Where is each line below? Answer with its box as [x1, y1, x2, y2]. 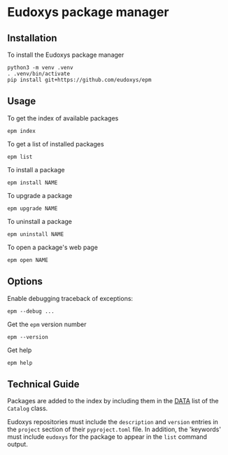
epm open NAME [7, 256, 49, 263]
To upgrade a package [7, 191, 73, 199]
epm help [7, 359, 33, 366]
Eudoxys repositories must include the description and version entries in [7, 418, 219, 426]
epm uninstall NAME [7, 230, 64, 238]
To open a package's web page [7, 243, 98, 251]
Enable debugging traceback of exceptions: [7, 294, 134, 302]
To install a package [7, 165, 65, 174]
